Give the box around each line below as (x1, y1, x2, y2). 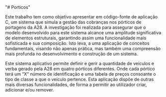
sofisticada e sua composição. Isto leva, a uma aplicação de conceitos (5, 40, 150, 46)
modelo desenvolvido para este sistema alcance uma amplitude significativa (5, 30, 162, 35)
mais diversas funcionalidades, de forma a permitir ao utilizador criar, (5, 82, 147, 88)
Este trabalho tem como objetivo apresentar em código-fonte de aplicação (5, 14, 158, 19)
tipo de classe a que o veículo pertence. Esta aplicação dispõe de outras (5, 77, 154, 82)
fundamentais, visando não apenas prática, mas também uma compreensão (5, 46, 161, 51)
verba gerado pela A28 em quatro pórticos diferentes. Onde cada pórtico (5, 66, 155, 72)
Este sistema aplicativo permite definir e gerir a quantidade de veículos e (5, 61, 154, 66)
